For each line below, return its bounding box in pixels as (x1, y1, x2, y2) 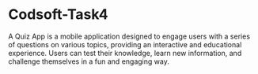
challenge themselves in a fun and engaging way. (8, 57, 170, 66)
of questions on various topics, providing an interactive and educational (8, 39, 242, 49)
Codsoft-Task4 (8, 6, 108, 24)
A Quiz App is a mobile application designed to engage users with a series (8, 31, 251, 41)
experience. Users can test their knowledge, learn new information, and (8, 48, 242, 57)
